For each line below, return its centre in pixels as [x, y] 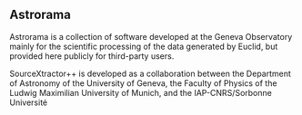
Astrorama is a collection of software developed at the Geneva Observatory [151, 36]
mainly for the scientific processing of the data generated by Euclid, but [144, 46]
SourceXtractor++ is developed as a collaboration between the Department [150, 73]
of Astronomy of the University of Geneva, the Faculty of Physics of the [143, 83]
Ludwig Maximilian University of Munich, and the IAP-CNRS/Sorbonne [141, 92]
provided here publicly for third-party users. [92, 56]
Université [29, 102]
